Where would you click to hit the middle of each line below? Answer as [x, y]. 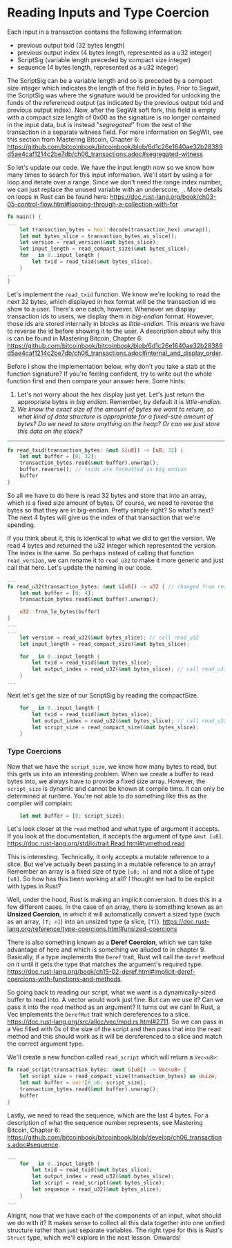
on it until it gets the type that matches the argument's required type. [105, 964]
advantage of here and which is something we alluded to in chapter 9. [106, 950]
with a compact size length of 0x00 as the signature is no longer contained [114, 117]
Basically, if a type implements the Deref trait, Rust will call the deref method [116, 957]
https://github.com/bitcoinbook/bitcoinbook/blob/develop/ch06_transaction [115, 1137]
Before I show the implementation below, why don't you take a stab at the [112, 366]
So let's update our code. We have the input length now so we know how [111, 167]
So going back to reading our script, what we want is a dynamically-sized [112, 992]
